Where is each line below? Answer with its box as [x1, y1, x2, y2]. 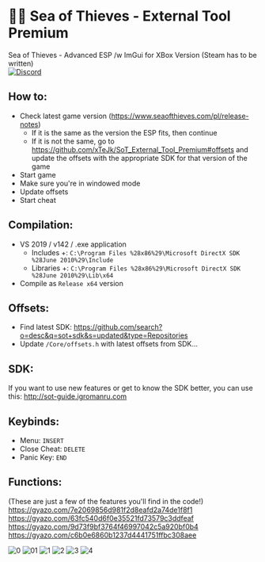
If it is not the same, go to [31, 136, 115, 146]
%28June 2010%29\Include [31, 256, 114, 264]
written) [8, 59, 34, 68]
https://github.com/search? [74, 323, 163, 332]
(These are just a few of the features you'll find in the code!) [8, 496, 204, 506]
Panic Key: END [19, 453, 67, 462]
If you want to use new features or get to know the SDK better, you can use [8, 384, 253, 393]
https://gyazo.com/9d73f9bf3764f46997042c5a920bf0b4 [8, 522, 199, 531]
